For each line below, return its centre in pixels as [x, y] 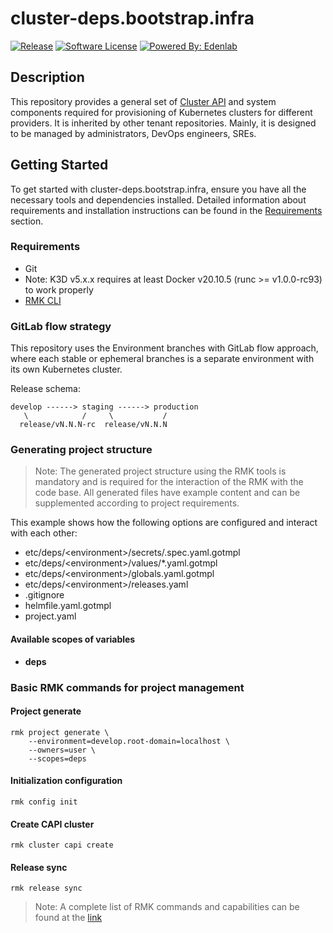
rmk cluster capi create [62, 845]
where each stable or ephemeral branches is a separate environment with [162, 359]
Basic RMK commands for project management [127, 687]
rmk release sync [46, 888]
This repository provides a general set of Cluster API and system [143, 101]
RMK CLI [43, 300]
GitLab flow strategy [61, 326]
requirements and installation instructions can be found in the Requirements [166, 210]
